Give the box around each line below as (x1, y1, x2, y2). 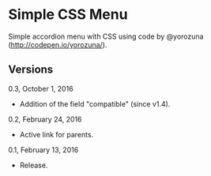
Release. (19, 160, 48, 170)
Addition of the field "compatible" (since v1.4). (19, 99, 171, 108)
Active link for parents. (19, 129, 94, 139)
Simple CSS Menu (8, 6, 128, 24)
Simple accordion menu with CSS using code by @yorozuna (8, 32, 204, 41)
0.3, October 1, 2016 (8, 84, 73, 93)
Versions (8, 63, 54, 77)
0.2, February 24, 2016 (8, 114, 82, 124)
